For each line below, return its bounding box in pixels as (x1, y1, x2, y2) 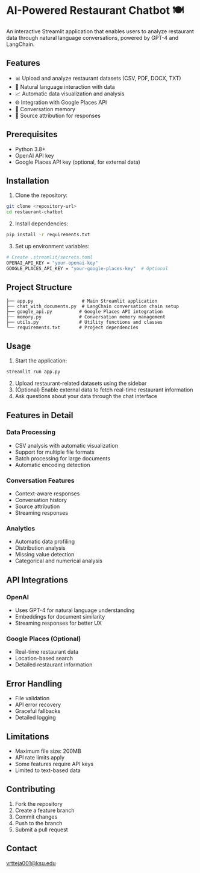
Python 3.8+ (14, 145, 46, 153)
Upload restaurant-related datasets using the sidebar (14, 380, 147, 387)
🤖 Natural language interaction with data (14, 83, 116, 90)
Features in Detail (6, 410, 73, 420)
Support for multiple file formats (14, 448, 95, 456)
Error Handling (6, 678, 62, 689)
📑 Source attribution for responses (14, 112, 101, 119)
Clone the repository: (14, 192, 68, 199)
